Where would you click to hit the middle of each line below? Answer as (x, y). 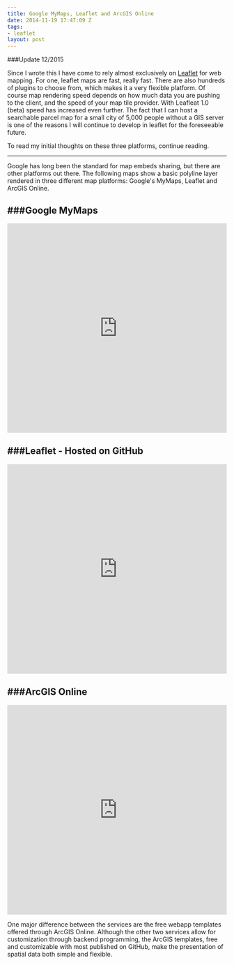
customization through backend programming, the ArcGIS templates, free (112, 939)
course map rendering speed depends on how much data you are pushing (114, 96)
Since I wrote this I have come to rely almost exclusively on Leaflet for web (114, 73)
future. (17, 133)
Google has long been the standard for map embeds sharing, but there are (114, 166)
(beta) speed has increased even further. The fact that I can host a (103, 110)
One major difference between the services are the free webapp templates (114, 924)
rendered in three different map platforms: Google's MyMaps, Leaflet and (112, 181)
